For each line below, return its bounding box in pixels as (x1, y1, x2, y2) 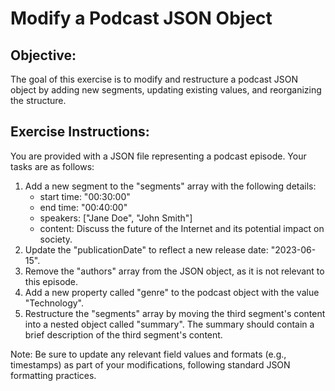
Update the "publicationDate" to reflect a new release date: (24, 243, 269, 256)
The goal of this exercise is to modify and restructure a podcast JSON (10, 73, 298, 85)
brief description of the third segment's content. (24, 328, 223, 341)
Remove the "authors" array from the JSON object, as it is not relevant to (24, 265, 325, 277)
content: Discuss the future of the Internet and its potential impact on (39, 222, 325, 234)
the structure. (10, 95, 67, 106)
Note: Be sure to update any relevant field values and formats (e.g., (10, 348, 287, 360)
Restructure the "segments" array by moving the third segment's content (24, 307, 326, 319)
